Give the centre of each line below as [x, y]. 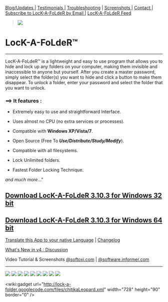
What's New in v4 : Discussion [37, 250]
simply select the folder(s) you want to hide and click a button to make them [83, 77]
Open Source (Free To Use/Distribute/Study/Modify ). [68, 141]
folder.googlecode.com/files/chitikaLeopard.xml [54, 289]
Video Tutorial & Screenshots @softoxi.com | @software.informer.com [77, 259]
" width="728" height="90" [132, 289]
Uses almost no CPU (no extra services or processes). [68, 121]
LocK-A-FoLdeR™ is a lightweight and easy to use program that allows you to [84, 61]
